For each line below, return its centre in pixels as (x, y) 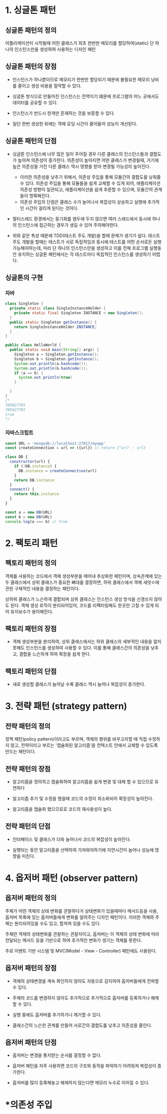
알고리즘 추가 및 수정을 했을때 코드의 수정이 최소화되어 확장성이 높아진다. (83, 798)
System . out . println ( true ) (45, 378)
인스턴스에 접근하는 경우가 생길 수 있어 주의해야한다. (68, 225)
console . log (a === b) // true (37, 521)
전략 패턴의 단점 (28, 826)
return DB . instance (34, 480)
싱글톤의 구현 (24, 278)
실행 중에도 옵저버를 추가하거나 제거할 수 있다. (57, 1014)
